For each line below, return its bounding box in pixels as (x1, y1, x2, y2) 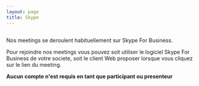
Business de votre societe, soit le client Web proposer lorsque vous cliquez (6, 55, 193, 62)
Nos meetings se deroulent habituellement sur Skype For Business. (6, 37, 173, 44)
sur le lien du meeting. (6, 61, 62, 68)
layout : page (6, 8, 39, 15)
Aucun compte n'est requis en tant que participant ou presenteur (6, 73, 173, 80)
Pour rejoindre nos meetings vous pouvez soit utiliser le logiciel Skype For (6, 48, 190, 55)
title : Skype (6, 14, 39, 20)
